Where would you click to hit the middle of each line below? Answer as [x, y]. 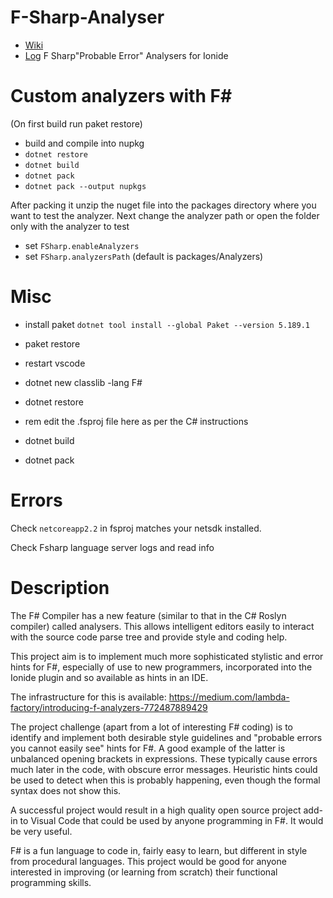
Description [60, 587]
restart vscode [55, 363]
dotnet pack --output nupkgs [85, 186]
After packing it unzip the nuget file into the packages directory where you [163, 205]
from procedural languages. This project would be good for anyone [148, 861]
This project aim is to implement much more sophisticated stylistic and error [167, 656]
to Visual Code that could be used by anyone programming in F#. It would [171, 820]
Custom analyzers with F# [121, 96]
